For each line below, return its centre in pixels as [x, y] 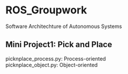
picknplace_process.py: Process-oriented [56, 58]
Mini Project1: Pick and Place [59, 45]
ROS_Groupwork [46, 10]
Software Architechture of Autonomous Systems [64, 26]
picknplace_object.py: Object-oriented [51, 65]
